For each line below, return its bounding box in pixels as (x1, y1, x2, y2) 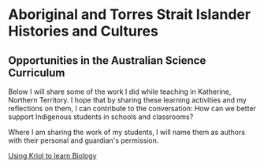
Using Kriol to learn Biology (8, 151, 97, 160)
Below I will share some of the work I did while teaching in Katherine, (8, 87, 232, 96)
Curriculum (8, 65, 65, 80)
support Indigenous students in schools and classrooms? (8, 112, 194, 121)
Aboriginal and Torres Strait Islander (8, 6, 251, 24)
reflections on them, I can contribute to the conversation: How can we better (8, 104, 256, 113)
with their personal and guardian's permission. (8, 136, 159, 145)
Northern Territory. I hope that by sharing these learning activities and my (8, 95, 247, 104)
